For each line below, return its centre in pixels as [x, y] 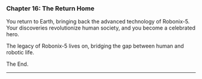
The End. [17, 64]
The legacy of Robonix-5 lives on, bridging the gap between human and [95, 46]
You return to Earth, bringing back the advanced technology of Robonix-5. [98, 22]
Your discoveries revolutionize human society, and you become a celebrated [101, 28]
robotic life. [20, 52]
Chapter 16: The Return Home [50, 8]
